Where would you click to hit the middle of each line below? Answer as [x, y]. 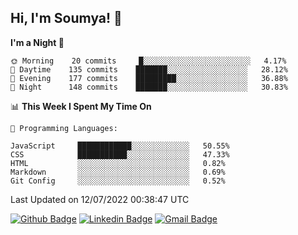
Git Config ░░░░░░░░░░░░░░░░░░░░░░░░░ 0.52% [118, 181]
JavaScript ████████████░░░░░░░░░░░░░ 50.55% [120, 146]
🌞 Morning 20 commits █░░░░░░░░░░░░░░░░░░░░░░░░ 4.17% [148, 61]
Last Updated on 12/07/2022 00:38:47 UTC [100, 199]
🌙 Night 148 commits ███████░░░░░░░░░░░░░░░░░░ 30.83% [149, 87]
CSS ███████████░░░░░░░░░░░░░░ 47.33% [120, 154]
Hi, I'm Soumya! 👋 [66, 18]
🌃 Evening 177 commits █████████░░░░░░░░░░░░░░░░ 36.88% [149, 78]
